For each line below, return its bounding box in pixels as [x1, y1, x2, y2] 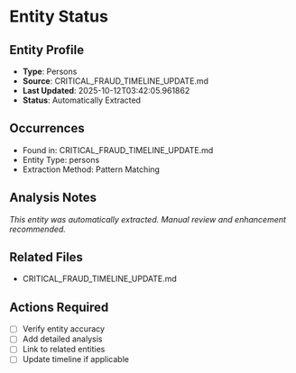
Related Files [9, 250, 84, 265]
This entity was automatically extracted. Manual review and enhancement [9, 214, 287, 224]
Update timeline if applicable [22, 354, 129, 365]
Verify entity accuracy [22, 323, 106, 334]
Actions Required [9, 299, 109, 314]
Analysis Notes [9, 190, 97, 205]
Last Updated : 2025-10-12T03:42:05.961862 [22, 86, 190, 96]
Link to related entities [22, 344, 106, 355]
